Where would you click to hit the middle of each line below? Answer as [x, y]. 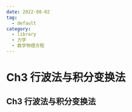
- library [24, 35]
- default [24, 23]
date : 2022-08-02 [28, 12]
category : [19, 29]
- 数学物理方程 [28, 46]
